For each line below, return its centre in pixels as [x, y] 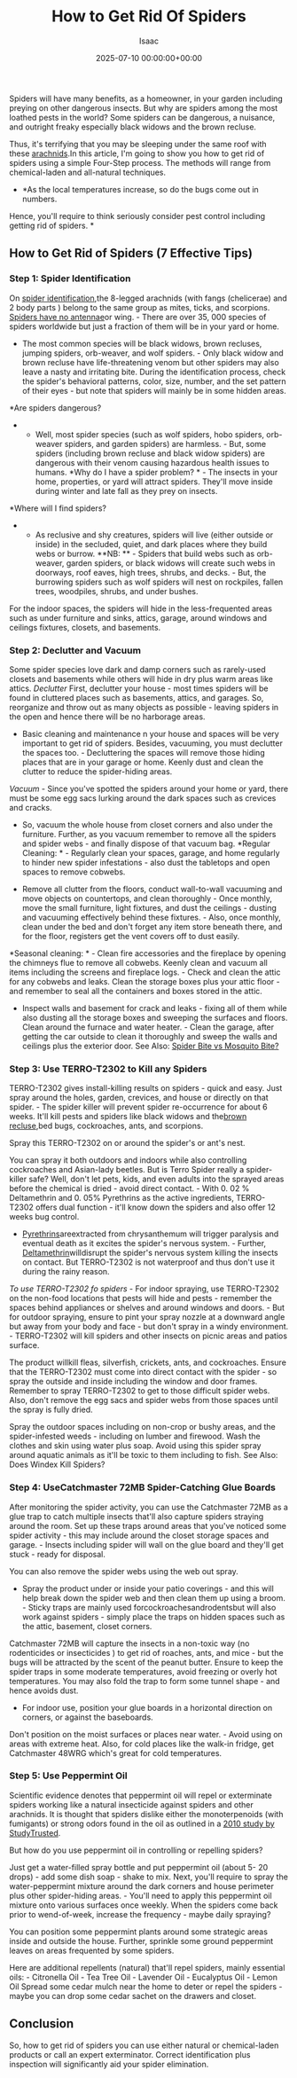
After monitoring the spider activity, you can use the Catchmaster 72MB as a [148, 1507]
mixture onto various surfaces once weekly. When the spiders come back [144, 1905]
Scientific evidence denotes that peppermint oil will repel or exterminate [141, 1795]
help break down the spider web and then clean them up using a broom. [154, 1597]
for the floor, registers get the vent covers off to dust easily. [131, 936]
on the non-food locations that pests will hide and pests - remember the [141, 1298]
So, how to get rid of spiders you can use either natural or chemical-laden [144, 2045]
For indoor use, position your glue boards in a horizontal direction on [147, 1707]
